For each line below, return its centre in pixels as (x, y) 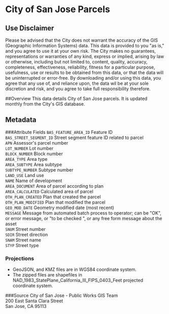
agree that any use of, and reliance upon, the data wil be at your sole (77, 83)
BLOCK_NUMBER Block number (34, 154)
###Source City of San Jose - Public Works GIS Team (62, 296)
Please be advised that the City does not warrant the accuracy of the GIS (82, 40)
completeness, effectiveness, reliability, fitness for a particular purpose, (80, 67)
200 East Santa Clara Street (34, 301)
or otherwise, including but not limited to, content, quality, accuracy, (76, 62)
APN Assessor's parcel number (37, 143)
